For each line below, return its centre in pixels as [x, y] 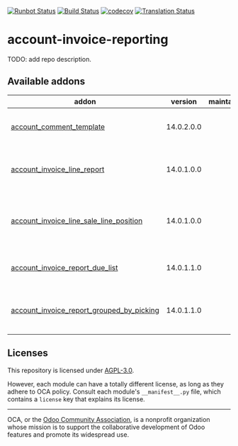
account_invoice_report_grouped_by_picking [85, 310]
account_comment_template [58, 126]
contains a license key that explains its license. [76, 399]
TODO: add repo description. [50, 59]
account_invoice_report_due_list [64, 267]
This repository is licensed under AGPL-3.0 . [71, 370]
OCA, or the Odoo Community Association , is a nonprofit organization [109, 419]
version [184, 101]
